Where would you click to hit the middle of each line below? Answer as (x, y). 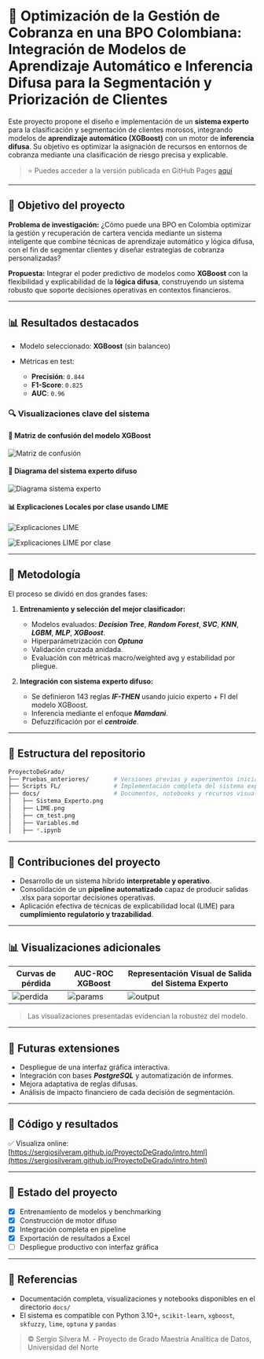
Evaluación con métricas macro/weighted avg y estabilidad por (133, 657)
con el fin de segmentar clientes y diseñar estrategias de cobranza (116, 249)
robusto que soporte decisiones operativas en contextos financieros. (120, 289)
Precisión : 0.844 (58, 376)
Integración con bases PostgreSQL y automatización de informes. (126, 1076)
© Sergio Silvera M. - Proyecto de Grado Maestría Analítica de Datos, (139, 1339)
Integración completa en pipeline (73, 1229)
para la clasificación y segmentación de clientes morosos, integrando (121, 130)
